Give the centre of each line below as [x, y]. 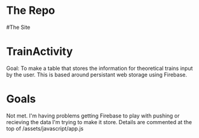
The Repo [31, 11]
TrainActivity [40, 52]
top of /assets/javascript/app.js [45, 128]
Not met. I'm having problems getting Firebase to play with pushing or [93, 116]
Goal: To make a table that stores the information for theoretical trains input [99, 68]
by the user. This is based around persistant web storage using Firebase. [97, 74]
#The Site [18, 27]
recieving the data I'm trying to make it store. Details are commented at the [99, 122]
